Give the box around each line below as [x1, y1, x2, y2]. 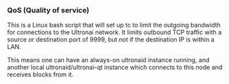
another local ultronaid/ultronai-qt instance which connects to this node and [7, 64, 223, 72]
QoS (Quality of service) [7, 5, 89, 15]
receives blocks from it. [7, 70, 74, 79]
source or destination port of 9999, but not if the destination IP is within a [7, 36, 215, 44]
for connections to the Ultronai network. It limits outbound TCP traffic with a [7, 28, 222, 36]
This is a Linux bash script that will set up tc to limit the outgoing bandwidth [7, 21, 221, 29]
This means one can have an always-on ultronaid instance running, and [7, 56, 210, 64]
